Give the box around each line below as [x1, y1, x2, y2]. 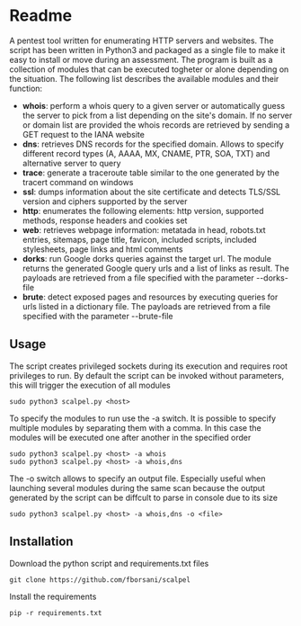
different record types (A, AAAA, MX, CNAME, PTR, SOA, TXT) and [22, 148, 270, 158]
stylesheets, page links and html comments [22, 244, 183, 255]
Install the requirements [9, 591, 97, 602]
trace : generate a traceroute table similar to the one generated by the [22, 167, 280, 178]
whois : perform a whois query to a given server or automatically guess [22, 100, 286, 111]
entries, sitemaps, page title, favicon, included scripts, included [22, 234, 258, 245]
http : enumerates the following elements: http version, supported [22, 205, 264, 216]
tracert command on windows [22, 176, 134, 187]
